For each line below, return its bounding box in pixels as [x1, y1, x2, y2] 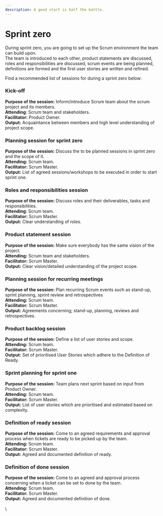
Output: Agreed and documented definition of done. [5, 496, 111, 502]
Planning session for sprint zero [5, 137, 82, 144]
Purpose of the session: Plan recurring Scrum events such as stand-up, [5, 287, 151, 293]
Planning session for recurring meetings [5, 275, 103, 282]
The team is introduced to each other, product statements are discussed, [5, 55, 153, 61]
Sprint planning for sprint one [5, 370, 77, 377]
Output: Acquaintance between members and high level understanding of [5, 119, 155, 126]
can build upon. [5, 50, 37, 56]
